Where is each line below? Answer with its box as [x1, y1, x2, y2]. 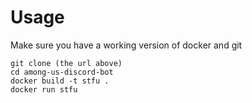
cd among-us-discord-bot [10, 67, 114, 77]
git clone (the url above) [10, 58, 123, 68]
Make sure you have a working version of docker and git [10, 39, 243, 51]
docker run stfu [10, 84, 78, 95]
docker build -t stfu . [10, 76, 110, 86]
